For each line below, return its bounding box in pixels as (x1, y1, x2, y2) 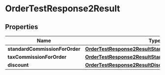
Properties (5, 23, 38, 31)
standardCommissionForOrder (7, 45, 81, 52)
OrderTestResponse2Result (5, 3, 120, 14)
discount (7, 62, 29, 68)
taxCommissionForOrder (7, 54, 67, 60)
